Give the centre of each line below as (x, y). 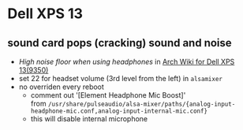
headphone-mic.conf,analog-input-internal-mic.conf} (119, 111)
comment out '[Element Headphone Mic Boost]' (108, 95)
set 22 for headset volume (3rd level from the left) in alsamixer (120, 78)
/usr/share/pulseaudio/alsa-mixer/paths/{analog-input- (142, 104)
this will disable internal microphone (89, 119)
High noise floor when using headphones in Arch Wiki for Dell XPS (127, 61)
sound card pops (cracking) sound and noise (120, 43)
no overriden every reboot (61, 87)
